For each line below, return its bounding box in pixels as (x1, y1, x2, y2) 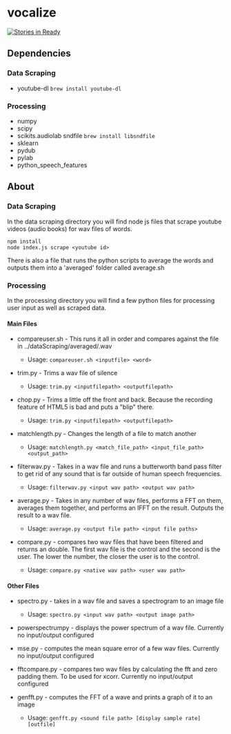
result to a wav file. (17, 511, 72, 519)
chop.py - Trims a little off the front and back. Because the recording (17, 395, 213, 404)
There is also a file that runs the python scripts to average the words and (7, 256, 214, 264)
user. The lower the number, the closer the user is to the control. (17, 553, 200, 561)
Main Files (7, 319, 37, 328)
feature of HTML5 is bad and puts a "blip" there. (17, 403, 154, 411)
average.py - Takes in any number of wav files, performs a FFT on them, (17, 497, 223, 505)
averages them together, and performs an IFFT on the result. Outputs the (17, 504, 224, 512)
